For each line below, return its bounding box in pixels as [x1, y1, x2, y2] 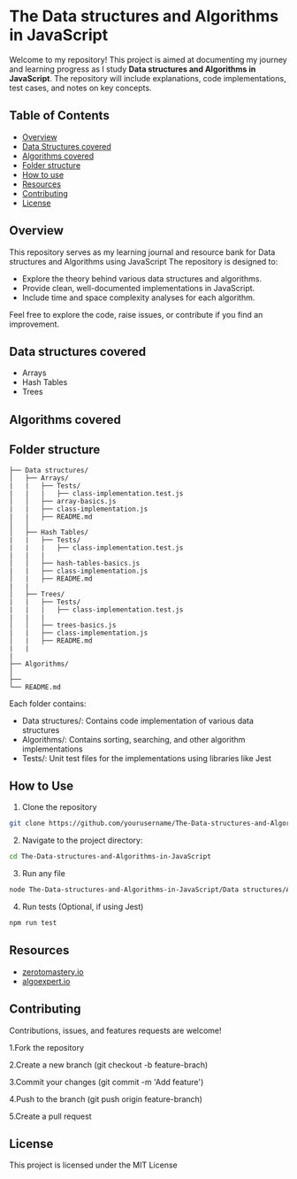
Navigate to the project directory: [21, 835, 143, 846]
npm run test [9, 919, 57, 928]
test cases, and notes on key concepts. [9, 82, 152, 93]
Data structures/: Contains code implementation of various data [21, 715, 255, 726]
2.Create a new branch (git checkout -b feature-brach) [9, 1060, 209, 1070]
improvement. [9, 319, 60, 329]
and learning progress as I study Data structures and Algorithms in [9, 64, 256, 74]
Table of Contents [9, 108, 110, 123]
